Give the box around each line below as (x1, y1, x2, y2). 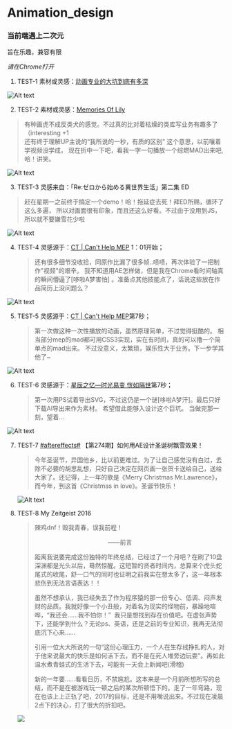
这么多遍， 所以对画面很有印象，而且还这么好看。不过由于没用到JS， (23, 207, 221, 215)
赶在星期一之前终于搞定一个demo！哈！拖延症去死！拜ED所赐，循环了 (23, 197, 224, 206)
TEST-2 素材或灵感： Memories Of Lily (17, 105, 126, 114)
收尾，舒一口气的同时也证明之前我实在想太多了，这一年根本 (52, 570, 222, 579)
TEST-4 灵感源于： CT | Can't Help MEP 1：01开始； (17, 243, 164, 252)
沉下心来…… (40, 629, 76, 637)
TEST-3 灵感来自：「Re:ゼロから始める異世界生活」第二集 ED (17, 183, 190, 191)
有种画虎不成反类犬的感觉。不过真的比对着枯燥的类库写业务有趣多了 (23, 120, 218, 129)
